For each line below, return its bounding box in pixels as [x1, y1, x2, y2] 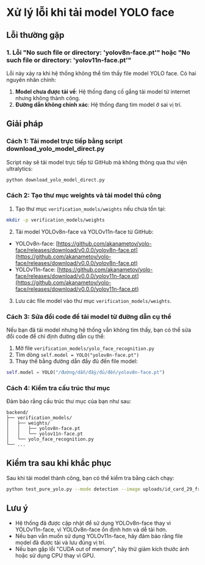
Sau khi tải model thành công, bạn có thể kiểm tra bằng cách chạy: [6, 474, 174, 481]
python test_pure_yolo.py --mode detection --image [6, 486, 140, 492]
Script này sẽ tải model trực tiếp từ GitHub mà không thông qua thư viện [6, 158, 187, 166]
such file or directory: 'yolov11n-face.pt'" [6, 56, 132, 64]
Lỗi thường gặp [6, 30, 65, 40]
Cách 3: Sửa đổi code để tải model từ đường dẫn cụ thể [6, 312, 172, 321]
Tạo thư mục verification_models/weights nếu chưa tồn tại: [15, 205, 166, 213]
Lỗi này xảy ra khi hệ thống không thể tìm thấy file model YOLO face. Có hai [6, 70, 196, 77]
